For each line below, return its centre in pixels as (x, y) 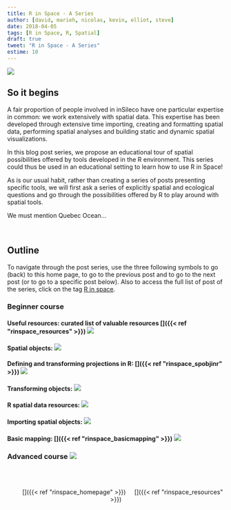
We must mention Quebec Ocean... (57, 215)
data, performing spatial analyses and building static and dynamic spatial (111, 131)
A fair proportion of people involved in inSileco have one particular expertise (115, 109)
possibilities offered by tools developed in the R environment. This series (110, 159)
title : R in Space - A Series (51, 13)
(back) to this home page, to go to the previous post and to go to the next (111, 274)
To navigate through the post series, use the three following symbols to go (113, 267)
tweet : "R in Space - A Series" (53, 45)
